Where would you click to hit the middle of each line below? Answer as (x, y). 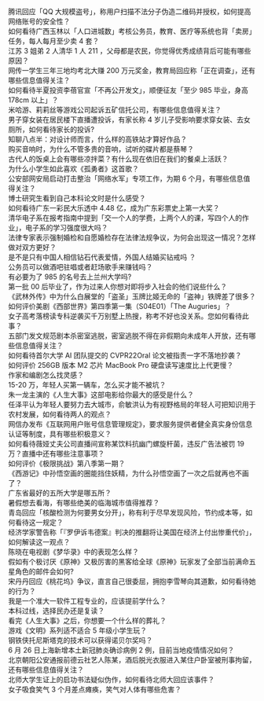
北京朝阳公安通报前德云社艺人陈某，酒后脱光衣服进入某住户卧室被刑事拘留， (132, 660)
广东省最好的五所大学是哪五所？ (60, 493)
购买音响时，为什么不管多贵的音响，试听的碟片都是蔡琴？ (101, 149)
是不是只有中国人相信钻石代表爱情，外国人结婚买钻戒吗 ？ (102, 257)
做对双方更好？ (32, 247)
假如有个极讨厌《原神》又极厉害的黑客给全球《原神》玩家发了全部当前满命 (128, 562)
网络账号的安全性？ (39, 21)
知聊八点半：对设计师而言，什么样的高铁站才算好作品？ (97, 139)
